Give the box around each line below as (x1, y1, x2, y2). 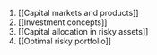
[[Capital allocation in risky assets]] (17, 27, 149, 36)
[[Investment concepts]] (17, 17, 108, 27)
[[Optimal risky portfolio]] (17, 35, 112, 46)
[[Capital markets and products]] (17, 8, 139, 18)
